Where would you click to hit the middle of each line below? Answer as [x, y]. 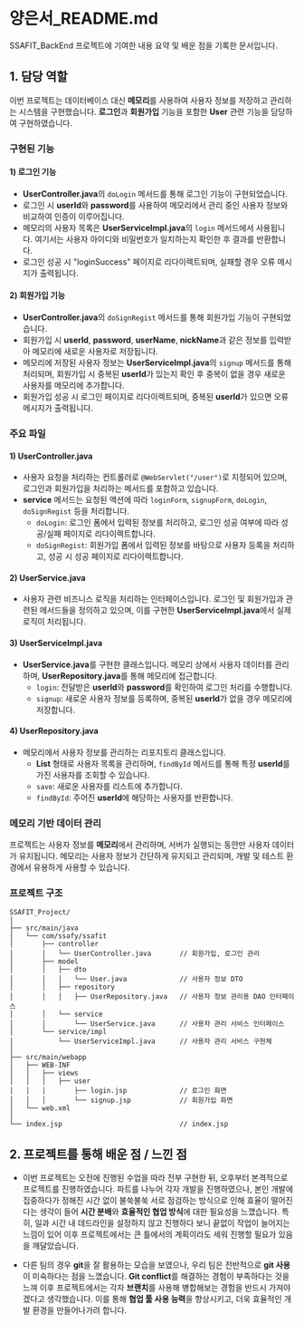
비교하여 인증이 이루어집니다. [73, 216]
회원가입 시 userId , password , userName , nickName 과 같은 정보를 [145, 340]
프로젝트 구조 [36, 894]
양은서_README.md [84, 19]
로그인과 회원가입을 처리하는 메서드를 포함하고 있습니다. [120, 488]
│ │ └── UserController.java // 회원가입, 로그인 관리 [135, 954]
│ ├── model [44, 962]
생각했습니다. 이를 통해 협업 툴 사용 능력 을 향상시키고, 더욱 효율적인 [164, 1299]
